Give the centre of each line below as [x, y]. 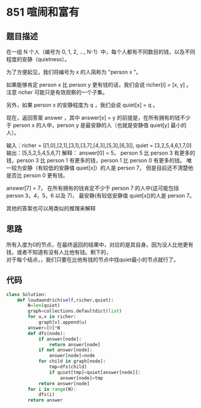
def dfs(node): [47, 333]
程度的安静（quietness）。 [38, 59]
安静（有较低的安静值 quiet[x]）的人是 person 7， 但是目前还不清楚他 [108, 168]
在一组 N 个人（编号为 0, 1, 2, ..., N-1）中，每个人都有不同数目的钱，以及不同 [101, 52]
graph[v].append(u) [62, 322]
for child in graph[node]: [72, 361]
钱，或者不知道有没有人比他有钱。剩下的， [59, 252]
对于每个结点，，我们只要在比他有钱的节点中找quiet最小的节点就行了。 [92, 259]
